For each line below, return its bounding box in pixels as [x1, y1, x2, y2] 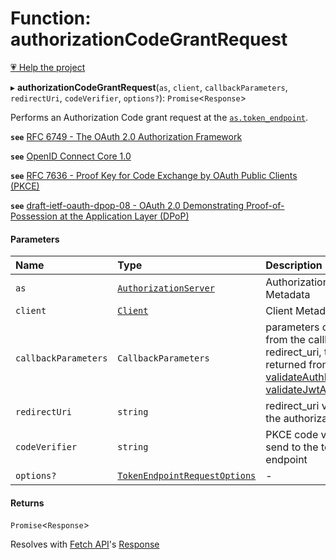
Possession [10, 210, 58, 222]
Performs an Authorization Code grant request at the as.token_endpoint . [10, 111, 308, 123]
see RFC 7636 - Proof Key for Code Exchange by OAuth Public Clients [10, 169, 298, 181]
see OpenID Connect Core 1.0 [10, 150, 132, 162]
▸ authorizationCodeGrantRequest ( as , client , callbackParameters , [10, 81, 288, 93]
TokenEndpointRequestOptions [117, 470, 257, 482]
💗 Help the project [10, 61, 86, 73]
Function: [10, 7, 92, 30]
